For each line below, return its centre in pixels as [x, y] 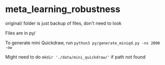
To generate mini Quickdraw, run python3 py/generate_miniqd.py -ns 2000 [83, 43]
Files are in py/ [20, 33]
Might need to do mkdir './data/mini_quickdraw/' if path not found [75, 57]
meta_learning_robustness [63, 9]
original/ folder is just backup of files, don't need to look [64, 23]
